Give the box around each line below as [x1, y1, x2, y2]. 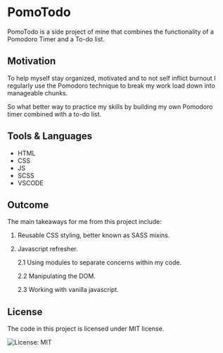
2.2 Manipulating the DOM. [17, 272, 96, 281]
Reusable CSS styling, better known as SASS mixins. [17, 231, 170, 239]
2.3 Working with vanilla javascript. [17, 286, 120, 294]
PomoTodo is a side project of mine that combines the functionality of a [7, 27, 215, 36]
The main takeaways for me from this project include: [7, 218, 162, 226]
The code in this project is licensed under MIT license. [7, 324, 165, 333]
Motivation [7, 55, 56, 67]
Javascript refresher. [17, 245, 79, 253]
